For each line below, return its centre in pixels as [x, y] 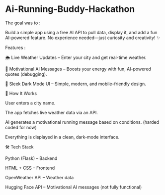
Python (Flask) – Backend [31, 158]
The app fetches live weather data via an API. [51, 112]
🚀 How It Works [21, 93]
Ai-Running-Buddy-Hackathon [70, 9]
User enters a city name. [30, 103]
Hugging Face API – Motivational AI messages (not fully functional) [74, 187]
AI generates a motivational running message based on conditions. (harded [82, 122]
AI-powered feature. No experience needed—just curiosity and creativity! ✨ [83, 38]
